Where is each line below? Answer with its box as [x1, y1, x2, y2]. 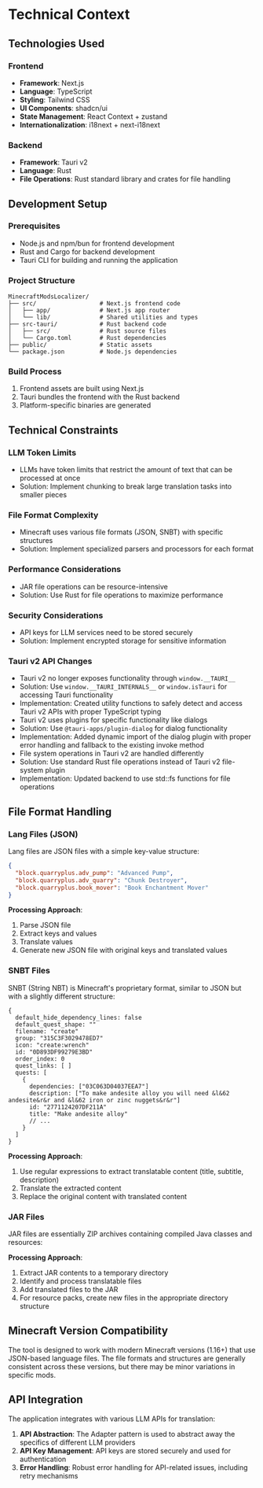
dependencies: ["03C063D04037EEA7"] [28, 1082, 149, 1091]
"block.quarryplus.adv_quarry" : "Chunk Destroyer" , [15, 876, 188, 884]
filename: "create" [15, 1027, 79, 1036]
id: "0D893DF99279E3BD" [15, 1048, 93, 1056]
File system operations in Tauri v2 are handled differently [19, 749, 204, 759]
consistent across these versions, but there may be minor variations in [8, 1361, 236, 1371]
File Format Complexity [8, 510, 99, 521]
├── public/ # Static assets [8, 341, 153, 349]
